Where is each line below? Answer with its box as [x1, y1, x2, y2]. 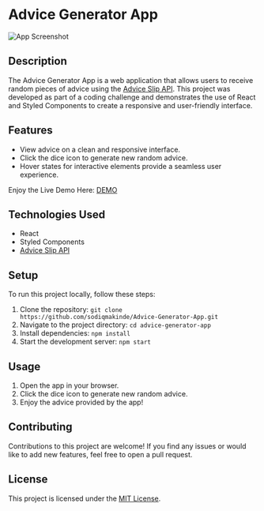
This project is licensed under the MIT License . [8, 494, 161, 503]
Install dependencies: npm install [19, 329, 130, 338]
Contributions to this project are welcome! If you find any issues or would [8, 441, 247, 451]
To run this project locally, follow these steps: [8, 290, 156, 299]
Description [8, 54, 67, 68]
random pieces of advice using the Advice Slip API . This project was [8, 84, 231, 93]
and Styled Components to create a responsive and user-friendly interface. [8, 100, 253, 110]
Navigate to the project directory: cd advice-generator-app [19, 320, 212, 329]
